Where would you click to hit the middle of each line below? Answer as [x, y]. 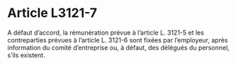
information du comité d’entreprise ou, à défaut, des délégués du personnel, [119, 47]
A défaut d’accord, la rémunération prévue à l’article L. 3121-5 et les [106, 32]
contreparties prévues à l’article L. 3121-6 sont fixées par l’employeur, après [118, 40]
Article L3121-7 [52, 13]
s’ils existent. [26, 55]
